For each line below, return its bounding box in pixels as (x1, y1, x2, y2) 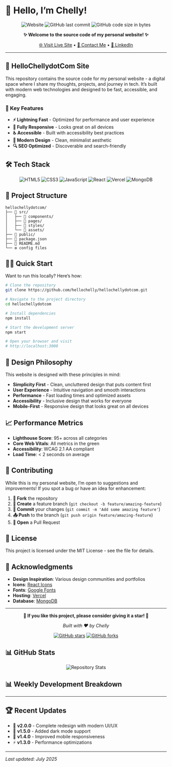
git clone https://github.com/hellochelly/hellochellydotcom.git (5, 287, 147, 293)
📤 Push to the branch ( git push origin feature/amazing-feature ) (12, 512, 154, 518)
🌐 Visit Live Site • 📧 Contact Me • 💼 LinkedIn (39, 42, 133, 48)
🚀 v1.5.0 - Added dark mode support (12, 728, 91, 734)
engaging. (5, 92, 27, 98)
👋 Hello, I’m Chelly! (5, 5, 87, 16)
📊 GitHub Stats (5, 648, 55, 657)
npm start (5, 329, 27, 335)
